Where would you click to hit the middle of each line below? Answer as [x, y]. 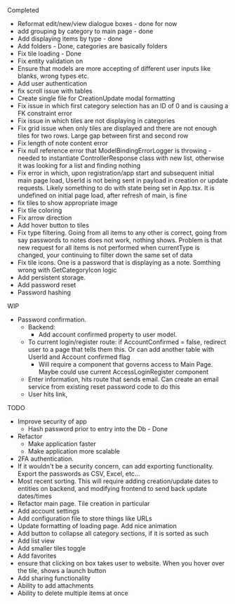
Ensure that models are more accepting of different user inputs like [114, 68]
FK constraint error [45, 113]
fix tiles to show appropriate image [67, 203]
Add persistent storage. [52, 277]
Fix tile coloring [40, 210]
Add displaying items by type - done [70, 39]
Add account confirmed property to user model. [108, 334]
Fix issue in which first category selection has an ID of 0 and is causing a [123, 106]
